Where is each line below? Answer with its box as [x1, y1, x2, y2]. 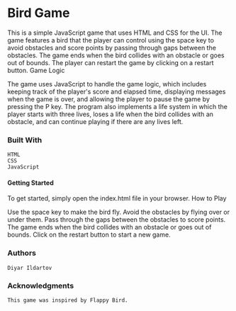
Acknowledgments [7, 281, 74, 290]
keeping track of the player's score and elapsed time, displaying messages [7, 87, 226, 96]
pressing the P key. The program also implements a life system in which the [7, 102, 228, 111]
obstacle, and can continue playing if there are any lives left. [7, 117, 184, 125]
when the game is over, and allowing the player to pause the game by [7, 94, 210, 103]
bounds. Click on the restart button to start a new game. [7, 230, 172, 239]
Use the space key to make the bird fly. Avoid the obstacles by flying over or [7, 208, 230, 217]
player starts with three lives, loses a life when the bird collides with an [7, 110, 214, 118]
